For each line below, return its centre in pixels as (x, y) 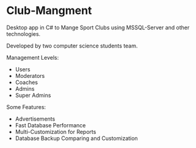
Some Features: (26, 107)
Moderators (30, 76)
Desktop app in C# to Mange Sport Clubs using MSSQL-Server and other (98, 27)
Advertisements (35, 119)
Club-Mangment (49, 11)
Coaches (27, 82)
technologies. (24, 33)
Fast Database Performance (50, 125)
